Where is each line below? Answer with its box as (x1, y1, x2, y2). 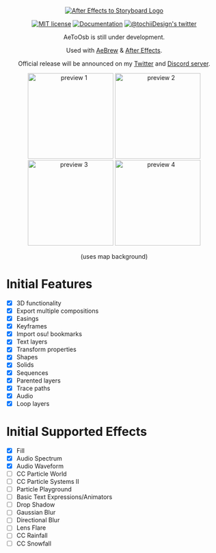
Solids (16, 361, 34, 369)
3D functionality (16, 298, 62, 307)
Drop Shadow (16, 500, 55, 509)
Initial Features (6, 276, 93, 292)
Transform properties (16, 346, 77, 354)
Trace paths (16, 384, 51, 392)
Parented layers (16, 376, 61, 385)
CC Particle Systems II (16, 478, 79, 485)
